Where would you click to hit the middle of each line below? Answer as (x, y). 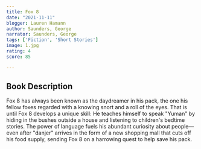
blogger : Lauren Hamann (36, 23)
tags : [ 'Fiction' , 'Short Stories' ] (52, 40)
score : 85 (19, 57)
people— (183, 127)
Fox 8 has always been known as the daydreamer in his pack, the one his (97, 101)
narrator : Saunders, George (42, 34)
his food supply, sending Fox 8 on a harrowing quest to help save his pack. (99, 139)
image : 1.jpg (23, 46)
